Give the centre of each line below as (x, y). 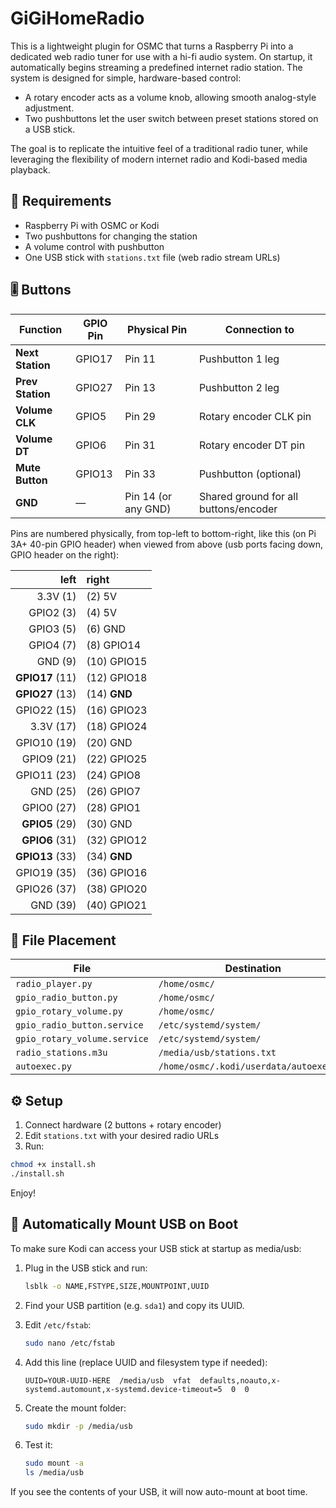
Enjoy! (23, 1193)
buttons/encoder (238, 509)
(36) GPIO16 (117, 872)
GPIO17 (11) (46, 677)
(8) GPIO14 (114, 645)
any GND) (148, 509)
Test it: (38, 1445)
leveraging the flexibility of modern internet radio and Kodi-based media (159, 159)
